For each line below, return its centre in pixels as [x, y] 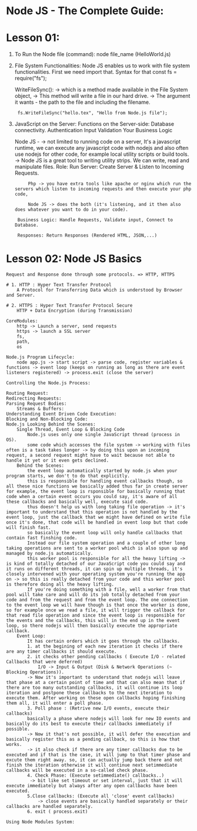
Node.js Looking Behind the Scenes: [51, 424]
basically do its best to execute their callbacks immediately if [89, 724]
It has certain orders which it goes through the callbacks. [104, 642]
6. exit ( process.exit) [58, 812]
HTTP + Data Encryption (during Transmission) [75, 311]
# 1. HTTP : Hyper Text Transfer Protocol [59, 285]
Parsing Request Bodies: [36, 404]
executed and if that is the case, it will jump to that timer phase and [98, 755]
